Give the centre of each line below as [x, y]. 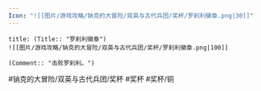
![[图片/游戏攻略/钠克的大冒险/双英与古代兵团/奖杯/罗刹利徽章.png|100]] [118, 47]
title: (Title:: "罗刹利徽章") [57, 39]
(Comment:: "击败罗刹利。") [51, 63]
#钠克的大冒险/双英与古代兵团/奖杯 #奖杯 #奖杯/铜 [91, 79]
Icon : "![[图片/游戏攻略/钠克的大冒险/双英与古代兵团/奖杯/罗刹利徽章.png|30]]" [131, 16]
